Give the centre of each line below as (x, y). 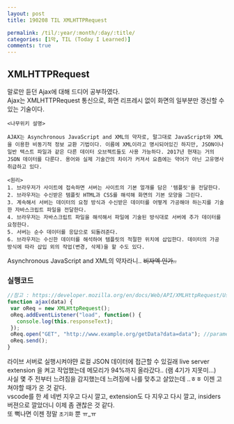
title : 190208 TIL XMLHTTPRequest (57, 20)
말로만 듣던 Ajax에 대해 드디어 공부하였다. (64, 91)
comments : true (29, 46)
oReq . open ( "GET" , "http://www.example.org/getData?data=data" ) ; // (110, 334)
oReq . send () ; (29, 341)
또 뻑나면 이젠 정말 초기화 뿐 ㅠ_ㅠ (52, 414)
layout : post (26, 14)
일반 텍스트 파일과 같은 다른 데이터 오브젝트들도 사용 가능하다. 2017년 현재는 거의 (111, 152)
